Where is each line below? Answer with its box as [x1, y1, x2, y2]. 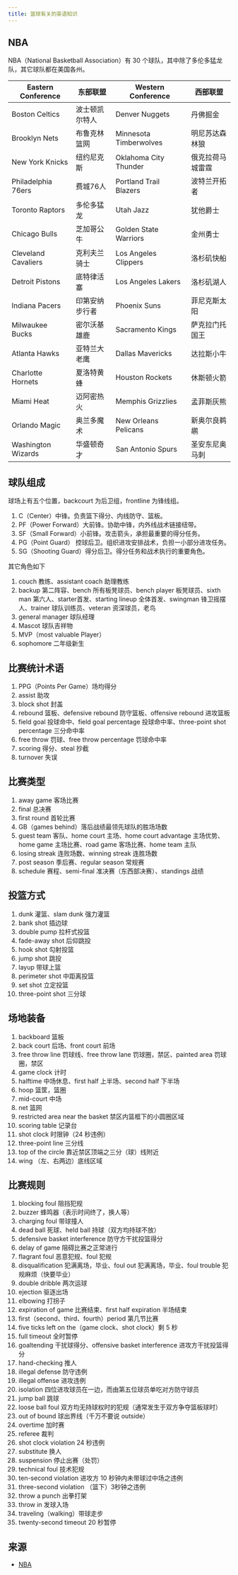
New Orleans [115, 416, 159, 426]
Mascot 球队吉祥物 [18, 622, 73, 630]
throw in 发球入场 [18, 1501, 69, 1509]
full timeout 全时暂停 [18, 1332, 78, 1340]
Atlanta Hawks [11, 349, 60, 359]
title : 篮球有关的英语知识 [8, 10, 78, 18]
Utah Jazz [115, 205, 150, 215]
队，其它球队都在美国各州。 [8, 65, 89, 74]
